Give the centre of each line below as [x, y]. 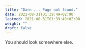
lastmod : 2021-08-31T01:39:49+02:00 [42, 19]
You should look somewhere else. [39, 42]
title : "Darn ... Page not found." [42, 10]
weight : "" [16, 24]
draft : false [18, 28]
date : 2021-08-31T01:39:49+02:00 [39, 14]
